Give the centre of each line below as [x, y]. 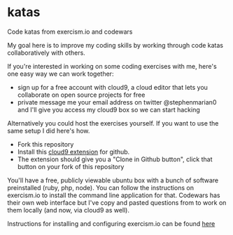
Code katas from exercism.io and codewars [70, 32]
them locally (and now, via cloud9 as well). [69, 210]
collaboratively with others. [46, 53]
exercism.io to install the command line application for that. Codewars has [114, 195]
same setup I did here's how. [49, 130]
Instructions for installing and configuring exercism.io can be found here [111, 223]
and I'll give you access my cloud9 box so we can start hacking [109, 109]
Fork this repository [45, 144]
